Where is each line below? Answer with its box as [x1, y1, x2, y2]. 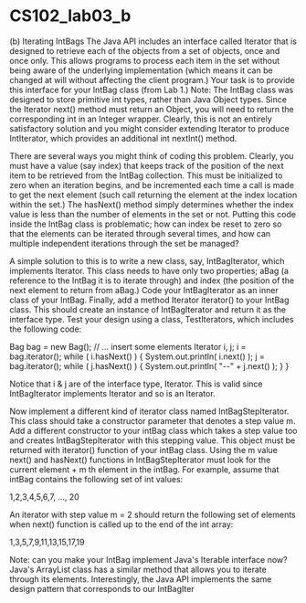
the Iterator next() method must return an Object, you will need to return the [9, 103, 294, 114]
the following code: [9, 323, 82, 334]
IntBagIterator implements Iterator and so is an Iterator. [9, 387, 216, 398]
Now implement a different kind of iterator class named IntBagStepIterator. [9, 406, 290, 417]
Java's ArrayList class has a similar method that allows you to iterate [9, 564, 267, 575]
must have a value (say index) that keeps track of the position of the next [9, 160, 285, 171]
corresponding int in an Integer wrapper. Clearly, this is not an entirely [9, 113, 272, 124]
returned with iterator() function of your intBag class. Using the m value [9, 444, 279, 455]
